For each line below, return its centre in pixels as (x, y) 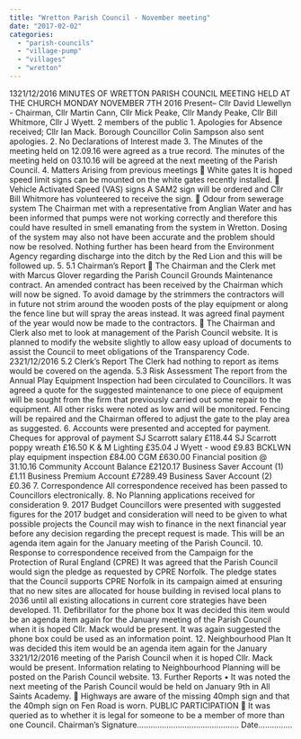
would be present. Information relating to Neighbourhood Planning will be (145, 667)
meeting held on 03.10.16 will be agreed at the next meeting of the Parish (144, 160)
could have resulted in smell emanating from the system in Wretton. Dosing (148, 227)
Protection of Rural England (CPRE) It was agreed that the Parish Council (144, 562)
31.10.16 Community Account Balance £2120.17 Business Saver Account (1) (147, 466)
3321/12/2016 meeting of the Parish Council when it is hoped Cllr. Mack (141, 657)
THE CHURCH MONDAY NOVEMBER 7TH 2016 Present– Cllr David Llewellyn (150, 103)
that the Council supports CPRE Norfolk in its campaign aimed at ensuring (146, 581)
